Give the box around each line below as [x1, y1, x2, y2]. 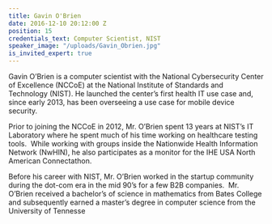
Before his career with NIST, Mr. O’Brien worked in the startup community [8, 171, 254, 181]
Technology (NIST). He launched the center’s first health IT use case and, [8, 89, 253, 98]
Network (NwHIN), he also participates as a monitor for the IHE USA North [8, 147, 256, 157]
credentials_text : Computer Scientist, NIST [8, 34, 161, 43]
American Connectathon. [8, 156, 92, 166]
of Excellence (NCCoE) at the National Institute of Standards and [8, 80, 224, 90]
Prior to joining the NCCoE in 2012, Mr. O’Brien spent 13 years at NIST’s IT [8, 122, 254, 131]
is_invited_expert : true [8, 49, 92, 57]
